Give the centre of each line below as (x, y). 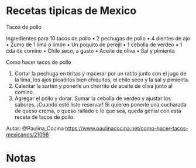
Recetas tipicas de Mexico (71, 11)
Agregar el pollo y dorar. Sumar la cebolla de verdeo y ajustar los (93, 98)
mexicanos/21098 (27, 134)
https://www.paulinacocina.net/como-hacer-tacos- (127, 128)
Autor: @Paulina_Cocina (35, 128)
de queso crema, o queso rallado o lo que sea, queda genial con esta (98, 111)
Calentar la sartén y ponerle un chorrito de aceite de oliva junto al (93, 85)
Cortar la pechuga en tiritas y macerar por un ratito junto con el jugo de (100, 73)
